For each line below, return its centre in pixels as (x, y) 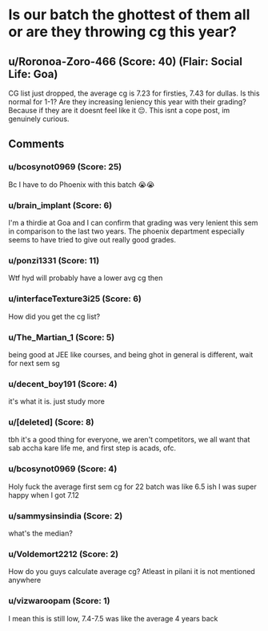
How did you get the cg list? (54, 316)
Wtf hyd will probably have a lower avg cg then (86, 278)
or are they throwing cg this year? (123, 32)
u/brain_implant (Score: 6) (60, 205)
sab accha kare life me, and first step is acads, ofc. (92, 448)
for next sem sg (34, 363)
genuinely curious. (39, 119)
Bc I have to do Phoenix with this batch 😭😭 (82, 184)
